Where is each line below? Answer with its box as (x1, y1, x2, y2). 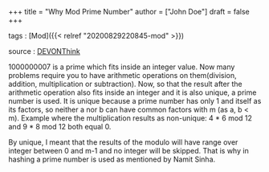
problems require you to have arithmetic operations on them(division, (8, 71, 237, 80)
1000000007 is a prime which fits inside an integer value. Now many (8, 62, 235, 72)
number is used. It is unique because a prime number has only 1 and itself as (8, 96, 262, 105)
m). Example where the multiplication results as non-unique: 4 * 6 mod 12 (8, 113, 253, 123)
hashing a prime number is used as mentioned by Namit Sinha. (8, 154, 216, 164)
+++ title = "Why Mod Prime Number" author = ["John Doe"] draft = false (8, 7, 251, 16)
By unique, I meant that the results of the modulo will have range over (8, 137, 238, 147)
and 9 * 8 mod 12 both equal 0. (8, 122, 112, 131)
